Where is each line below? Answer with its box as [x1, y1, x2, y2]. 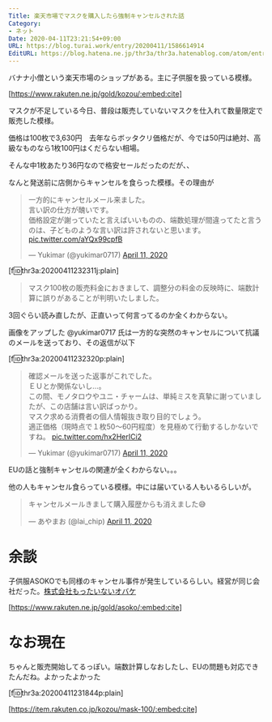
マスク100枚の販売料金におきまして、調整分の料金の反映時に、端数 [28, 283, 253, 293]
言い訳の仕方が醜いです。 [28, 205, 113, 215]
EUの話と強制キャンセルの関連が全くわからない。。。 [8, 465, 181, 474]
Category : [8, 19, 42, 28]
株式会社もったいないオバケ [44, 586, 136, 596]
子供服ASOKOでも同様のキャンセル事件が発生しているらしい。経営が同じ [8, 576, 253, 586]
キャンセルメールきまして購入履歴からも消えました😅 [28, 499, 206, 509]
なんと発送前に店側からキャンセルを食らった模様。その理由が [8, 177, 215, 187]
